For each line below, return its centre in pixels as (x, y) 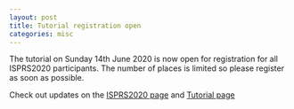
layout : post (33, 17)
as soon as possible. (47, 78)
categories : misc (41, 34)
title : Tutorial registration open (75, 26)
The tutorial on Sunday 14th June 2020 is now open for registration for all (144, 59)
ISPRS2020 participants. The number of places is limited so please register (147, 68)
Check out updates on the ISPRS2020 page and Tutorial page (122, 95)
